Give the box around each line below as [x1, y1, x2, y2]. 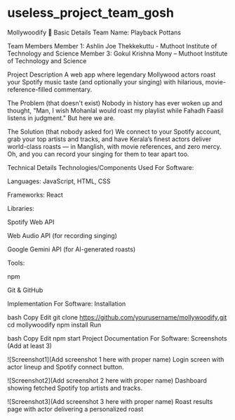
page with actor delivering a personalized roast [7, 405, 144, 413]
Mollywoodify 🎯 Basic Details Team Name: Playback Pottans [7, 28, 181, 37]
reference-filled [7, 85, 53, 93]
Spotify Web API [7, 218, 55, 226]
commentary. [53, 85, 93, 93]
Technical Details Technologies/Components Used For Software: [7, 163, 194, 171]
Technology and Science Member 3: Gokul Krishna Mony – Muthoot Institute [7, 49, 228, 58]
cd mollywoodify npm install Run [7, 320, 102, 329]
